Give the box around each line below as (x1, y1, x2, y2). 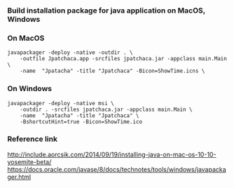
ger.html (7, 173, 32, 181)
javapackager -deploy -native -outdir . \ (7, 49, 133, 56)
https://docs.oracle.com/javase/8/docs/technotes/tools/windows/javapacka (7, 165, 226, 173)
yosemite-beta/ (7, 157, 52, 166)
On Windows (7, 83, 53, 93)
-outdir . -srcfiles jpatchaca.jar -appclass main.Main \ (20, 106, 193, 113)
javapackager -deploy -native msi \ (7, 100, 114, 107)
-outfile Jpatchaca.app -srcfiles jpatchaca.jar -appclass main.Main (20, 55, 228, 62)
